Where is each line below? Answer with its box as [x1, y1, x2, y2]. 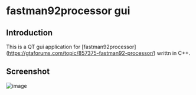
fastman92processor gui [6, 4, 130, 18]
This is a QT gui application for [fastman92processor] [6, 43, 136, 50]
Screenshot [6, 67, 50, 77]
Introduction [6, 28, 53, 38]
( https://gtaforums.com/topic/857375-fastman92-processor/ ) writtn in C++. [6, 50, 191, 57]
